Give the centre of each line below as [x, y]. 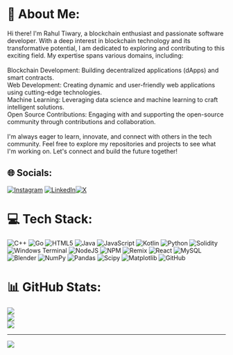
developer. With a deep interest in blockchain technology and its [99, 40]
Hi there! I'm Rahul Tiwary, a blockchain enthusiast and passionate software [115, 33]
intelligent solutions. [36, 107]
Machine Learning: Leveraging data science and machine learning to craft [113, 99]
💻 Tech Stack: [50, 219]
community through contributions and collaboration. [81, 121]
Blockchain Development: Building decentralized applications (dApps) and [113, 70]
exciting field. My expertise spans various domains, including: [95, 55]
